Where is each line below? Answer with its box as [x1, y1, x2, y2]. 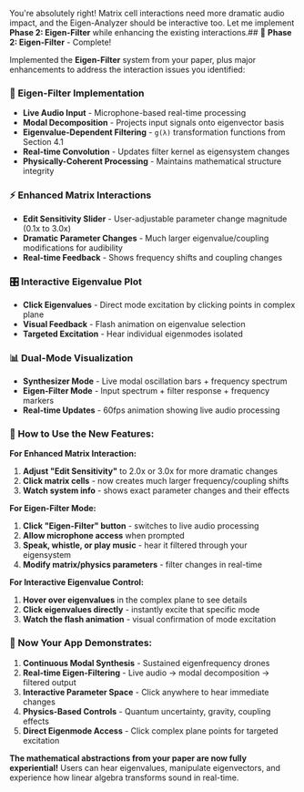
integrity [22, 166, 55, 177]
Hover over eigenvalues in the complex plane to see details [22, 594, 248, 605]
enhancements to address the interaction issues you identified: [9, 64, 246, 75]
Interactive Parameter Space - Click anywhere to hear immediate [22, 686, 270, 697]
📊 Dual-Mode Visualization [9, 351, 134, 364]
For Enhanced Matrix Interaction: [9, 448, 137, 459]
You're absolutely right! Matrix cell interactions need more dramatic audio [9, 8, 285, 18]
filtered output [22, 676, 76, 687]
